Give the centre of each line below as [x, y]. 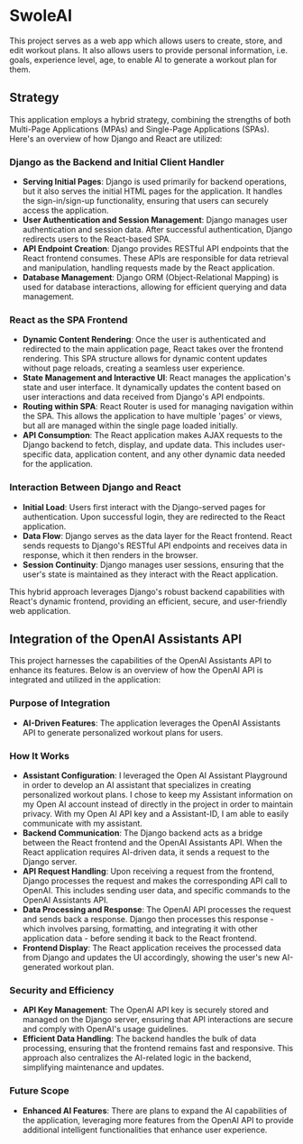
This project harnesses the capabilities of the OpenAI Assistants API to [141, 661]
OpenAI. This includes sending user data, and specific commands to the [156, 891]
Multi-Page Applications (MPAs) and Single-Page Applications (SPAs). [139, 129]
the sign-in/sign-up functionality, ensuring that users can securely [145, 201]
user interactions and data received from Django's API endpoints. [144, 397]
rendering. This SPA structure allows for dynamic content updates [145, 359]
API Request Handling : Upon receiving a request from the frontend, [148, 872]
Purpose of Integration [60, 703]
